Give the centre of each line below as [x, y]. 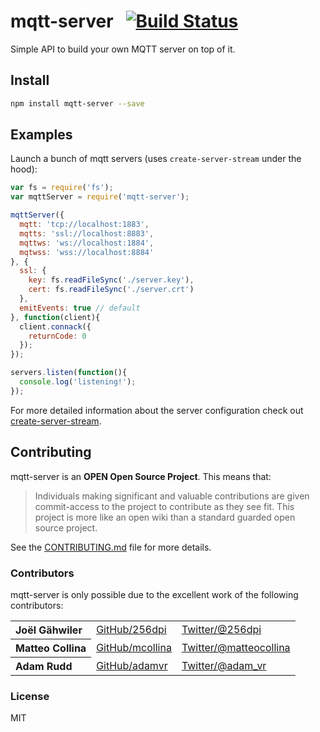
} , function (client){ [55, 317]
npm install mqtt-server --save [77, 103]
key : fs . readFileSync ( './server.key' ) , [111, 280]
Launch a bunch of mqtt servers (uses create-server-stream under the [156, 159]
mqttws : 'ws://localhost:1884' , [87, 243]
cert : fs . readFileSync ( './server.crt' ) [111, 290]
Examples [41, 135]
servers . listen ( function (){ [69, 373]
